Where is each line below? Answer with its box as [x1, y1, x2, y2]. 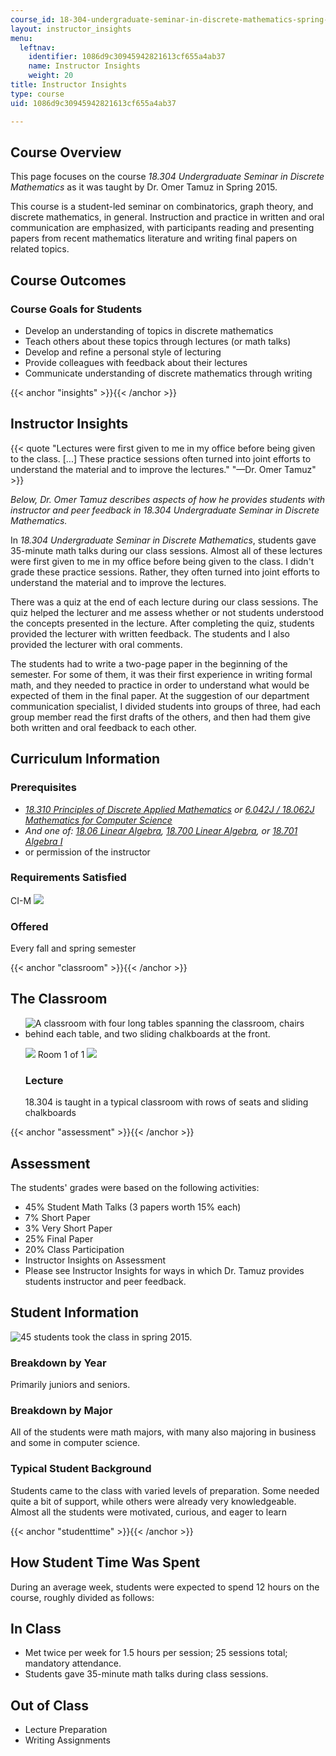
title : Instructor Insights [10, 80, 128, 90]
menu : [10, 33, 33, 43]
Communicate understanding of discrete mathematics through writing [24, 367, 313, 379]
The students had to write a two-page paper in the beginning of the [10, 657, 288, 670]
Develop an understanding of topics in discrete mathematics [24, 325, 274, 336]
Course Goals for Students [10, 302, 143, 316]
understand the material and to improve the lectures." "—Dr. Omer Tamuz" [10, 463, 317, 475]
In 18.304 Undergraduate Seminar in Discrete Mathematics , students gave [10, 534, 317, 546]
